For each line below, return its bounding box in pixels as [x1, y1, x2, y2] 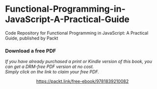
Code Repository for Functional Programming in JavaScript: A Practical [5, 30, 149, 36]
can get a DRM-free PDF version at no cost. [5, 64, 94, 69]
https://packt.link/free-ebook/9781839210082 [36, 78, 129, 84]
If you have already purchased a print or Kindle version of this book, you [5, 59, 152, 65]
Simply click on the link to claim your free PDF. [5, 69, 100, 75]
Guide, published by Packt [5, 35, 58, 41]
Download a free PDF [5, 47, 56, 54]
